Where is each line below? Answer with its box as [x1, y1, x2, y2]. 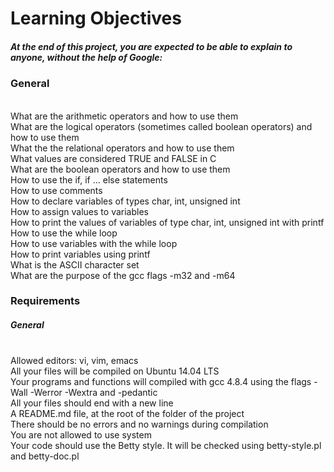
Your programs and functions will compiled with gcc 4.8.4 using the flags [10, 376, 312, 388]
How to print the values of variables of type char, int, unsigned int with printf [10, 216, 325, 228]
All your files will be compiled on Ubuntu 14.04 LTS [10, 365, 220, 377]
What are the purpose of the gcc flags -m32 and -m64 [10, 269, 236, 281]
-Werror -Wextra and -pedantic [29, 387, 158, 399]
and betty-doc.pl [10, 450, 80, 462]
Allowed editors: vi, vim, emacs [10, 355, 139, 367]
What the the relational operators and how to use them [10, 142, 235, 154]
